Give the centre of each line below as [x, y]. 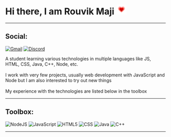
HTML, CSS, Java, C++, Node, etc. [42, 64]
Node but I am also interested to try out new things [59, 80]
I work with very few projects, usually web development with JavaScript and [85, 75]
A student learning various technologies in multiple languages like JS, [78, 59]
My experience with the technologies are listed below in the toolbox [76, 91]
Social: [17, 36]
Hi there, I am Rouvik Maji [60, 11]
